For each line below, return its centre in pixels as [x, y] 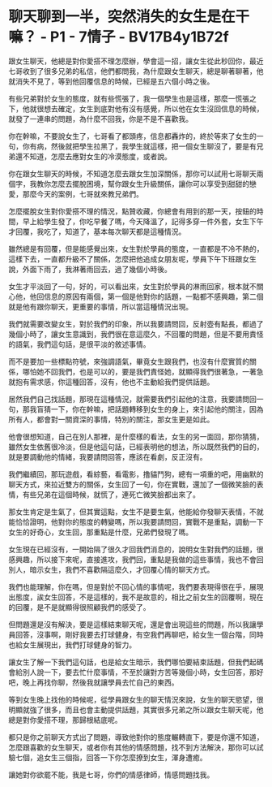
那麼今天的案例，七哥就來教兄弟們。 [83, 194]
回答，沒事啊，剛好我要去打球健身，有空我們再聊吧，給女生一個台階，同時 [139, 634]
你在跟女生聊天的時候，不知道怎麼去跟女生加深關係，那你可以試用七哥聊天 [132, 173]
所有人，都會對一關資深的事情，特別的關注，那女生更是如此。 [111, 419]
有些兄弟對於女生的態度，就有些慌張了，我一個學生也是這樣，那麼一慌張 [129, 98]
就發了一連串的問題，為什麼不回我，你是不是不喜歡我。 [100, 119]
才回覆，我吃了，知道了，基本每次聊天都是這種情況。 [97, 231]
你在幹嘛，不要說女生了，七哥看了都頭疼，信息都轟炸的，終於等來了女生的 [132, 136]
